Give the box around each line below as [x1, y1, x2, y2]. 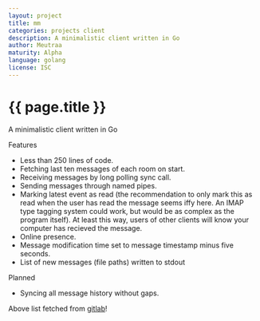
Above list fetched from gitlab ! [8, 303, 108, 313]
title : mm [8, 19, 41, 27]
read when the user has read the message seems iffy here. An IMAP [19, 197, 245, 208]
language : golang [8, 57, 66, 65]
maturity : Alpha [8, 49, 62, 57]
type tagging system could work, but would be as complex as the [19, 206, 235, 216]
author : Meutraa [8, 42, 62, 50]
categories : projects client [8, 26, 105, 34]
